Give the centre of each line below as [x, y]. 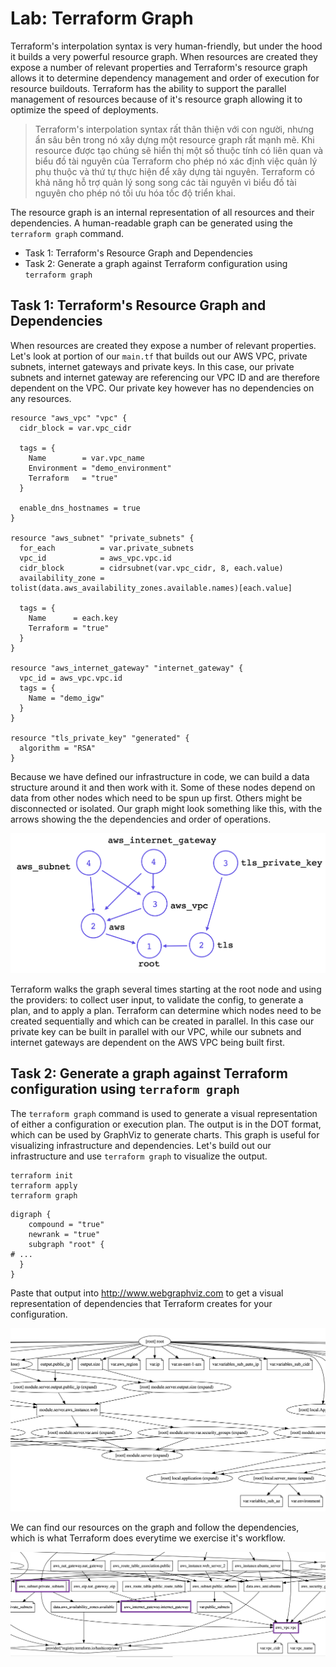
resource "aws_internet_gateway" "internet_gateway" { [127, 668]
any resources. [41, 398]
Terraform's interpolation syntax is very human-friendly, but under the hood [166, 46]
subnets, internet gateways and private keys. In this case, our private [152, 366]
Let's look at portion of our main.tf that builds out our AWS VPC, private [159, 356]
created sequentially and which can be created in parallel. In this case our [162, 1021]
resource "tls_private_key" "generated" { [100, 738]
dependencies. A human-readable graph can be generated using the [152, 223]
